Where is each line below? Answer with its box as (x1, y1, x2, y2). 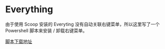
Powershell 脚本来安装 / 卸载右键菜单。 (5, 27, 88, 34)
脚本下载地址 (5, 38, 32, 44)
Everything (5, 4, 53, 15)
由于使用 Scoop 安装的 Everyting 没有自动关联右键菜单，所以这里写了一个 (5, 21, 160, 27)
